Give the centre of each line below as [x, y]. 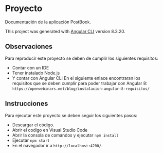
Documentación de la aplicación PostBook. [48, 22]
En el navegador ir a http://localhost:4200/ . [57, 145]
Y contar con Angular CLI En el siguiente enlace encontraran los [76, 78]
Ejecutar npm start [31, 140]
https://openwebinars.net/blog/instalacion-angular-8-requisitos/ [81, 89]
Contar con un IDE [30, 68]
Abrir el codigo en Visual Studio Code [50, 130]
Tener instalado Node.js [36, 73]
